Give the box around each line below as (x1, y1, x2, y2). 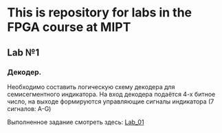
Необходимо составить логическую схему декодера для (7, 82, 175, 90)
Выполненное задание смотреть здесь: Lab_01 (7, 118, 144, 126)
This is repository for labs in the (7, 5, 192, 21)
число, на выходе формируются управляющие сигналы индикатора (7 (7, 97, 214, 106)
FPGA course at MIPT (7, 19, 131, 35)
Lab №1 (7, 47, 40, 58)
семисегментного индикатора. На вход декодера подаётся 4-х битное (7, 90, 216, 98)
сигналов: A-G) (7, 104, 52, 112)
